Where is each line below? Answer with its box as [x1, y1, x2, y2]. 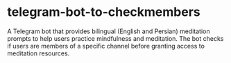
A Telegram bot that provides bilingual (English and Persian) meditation [7, 27, 210, 35]
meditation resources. [7, 49, 70, 57]
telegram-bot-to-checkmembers [7, 4, 201, 20]
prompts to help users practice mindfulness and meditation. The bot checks [7, 34, 224, 42]
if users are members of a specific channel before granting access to [7, 42, 205, 50]
